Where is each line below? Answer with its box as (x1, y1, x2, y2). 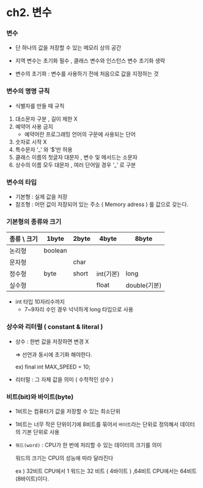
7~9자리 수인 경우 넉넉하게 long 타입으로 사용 (24, 306, 133, 313)
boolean (43, 246, 67, 255)
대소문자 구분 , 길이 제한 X (15, 115, 78, 123)
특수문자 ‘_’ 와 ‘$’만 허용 (15, 145, 73, 153)
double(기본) (125, 281, 162, 290)
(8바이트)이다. (15, 475, 50, 482)
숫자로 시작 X (15, 138, 47, 145)
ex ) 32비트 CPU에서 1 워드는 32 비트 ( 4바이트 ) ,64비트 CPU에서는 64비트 (15, 467, 197, 475)
